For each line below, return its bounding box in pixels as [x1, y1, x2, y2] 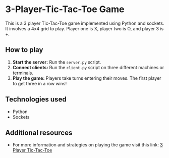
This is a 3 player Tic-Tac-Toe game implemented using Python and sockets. [5, 20, 164, 26]
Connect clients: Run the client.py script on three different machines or [12, 64, 164, 70]
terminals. [12, 70, 34, 76]
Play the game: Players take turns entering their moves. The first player [12, 75, 161, 81]
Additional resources [5, 128, 73, 137]
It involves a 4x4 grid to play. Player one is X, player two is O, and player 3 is [5, 25, 164, 31]
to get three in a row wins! [12, 80, 67, 86]
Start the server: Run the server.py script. [12, 59, 101, 65]
